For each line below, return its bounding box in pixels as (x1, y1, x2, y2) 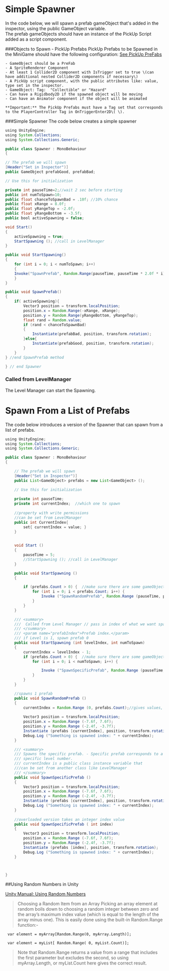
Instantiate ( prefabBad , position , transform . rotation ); (32, 332, 152, 337)
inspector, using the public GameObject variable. (5, 25, 107, 31)
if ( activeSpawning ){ (14, 299, 59, 304)
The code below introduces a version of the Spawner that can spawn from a (5, 421, 163, 428)
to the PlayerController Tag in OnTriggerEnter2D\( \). (5, 109, 125, 114)
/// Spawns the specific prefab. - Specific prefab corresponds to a (14, 751, 163, 757)
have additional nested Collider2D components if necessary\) (5, 74, 138, 79)
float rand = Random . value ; (23, 318, 82, 323)
